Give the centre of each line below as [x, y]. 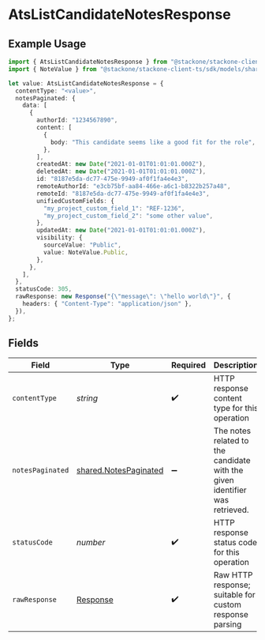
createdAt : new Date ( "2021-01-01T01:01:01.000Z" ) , [121, 164]
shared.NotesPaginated [120, 470]
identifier [230, 490]
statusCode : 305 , [44, 289]
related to [231, 441]
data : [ [35, 105]
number [91, 543]
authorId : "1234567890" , [77, 120]
